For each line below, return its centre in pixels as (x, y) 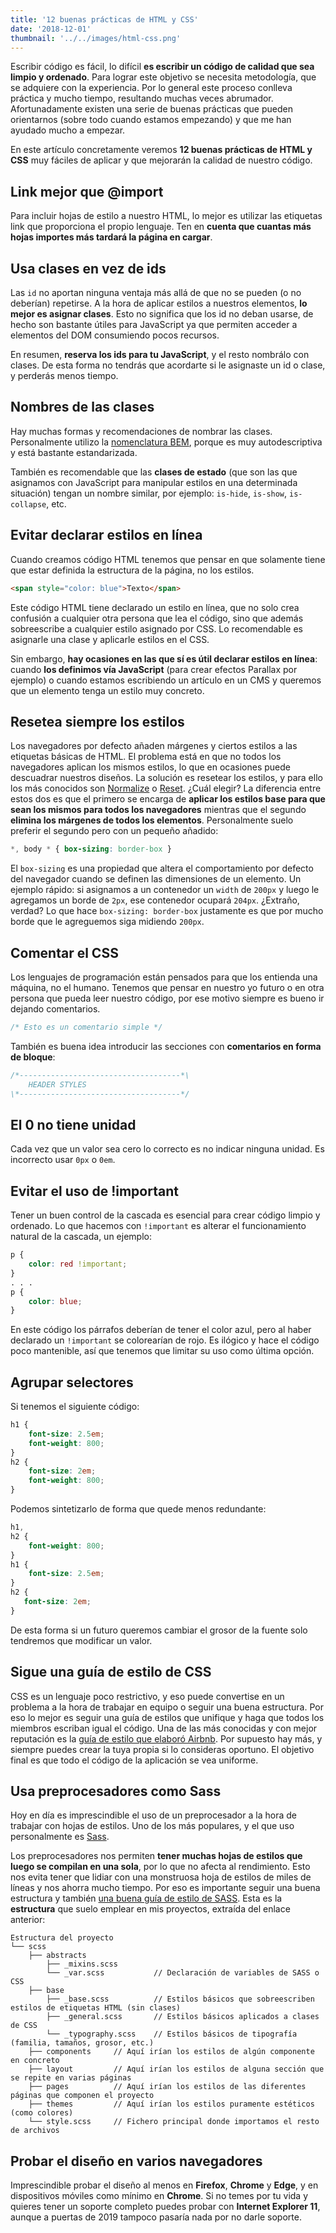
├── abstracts (57, 1956)
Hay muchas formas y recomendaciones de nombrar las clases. (141, 431)
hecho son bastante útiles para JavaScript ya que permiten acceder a (154, 324)
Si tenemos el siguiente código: (75, 1407)
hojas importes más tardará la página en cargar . (111, 237)
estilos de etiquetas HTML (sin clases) (96, 2008)
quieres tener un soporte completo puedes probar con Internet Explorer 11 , (165, 2207)
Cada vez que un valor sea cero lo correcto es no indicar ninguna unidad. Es (167, 1149)
